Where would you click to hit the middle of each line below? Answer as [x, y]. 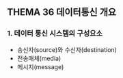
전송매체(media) [39, 58]
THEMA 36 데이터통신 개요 [62, 12]
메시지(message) [40, 66]
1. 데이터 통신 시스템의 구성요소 [55, 34]
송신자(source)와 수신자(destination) [67, 49]
